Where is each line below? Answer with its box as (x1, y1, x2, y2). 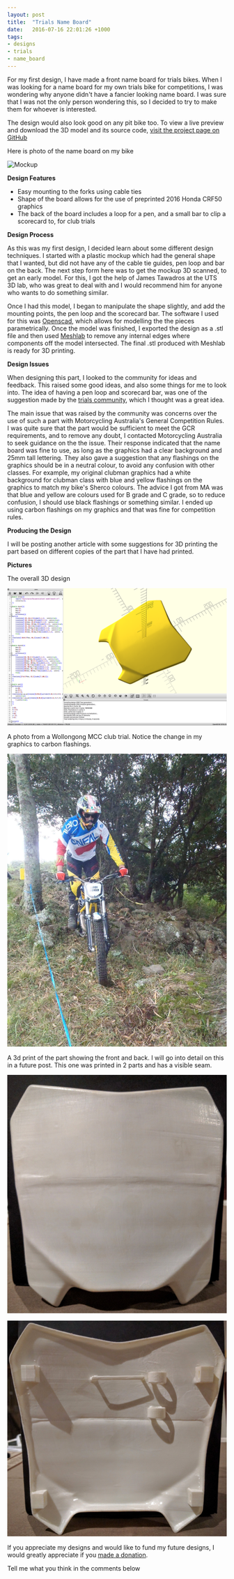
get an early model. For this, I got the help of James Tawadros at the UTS (7, 273, 217, 282)
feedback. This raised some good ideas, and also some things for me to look (7, 381, 227, 389)
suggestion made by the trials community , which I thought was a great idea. (7, 395, 225, 404)
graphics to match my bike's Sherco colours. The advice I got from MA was (7, 483, 224, 491)
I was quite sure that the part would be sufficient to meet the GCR (7, 424, 195, 432)
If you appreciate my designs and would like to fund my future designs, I (7, 1543, 214, 1552)
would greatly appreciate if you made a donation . (7, 1551, 148, 1559)
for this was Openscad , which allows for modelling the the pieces (7, 316, 195, 325)
